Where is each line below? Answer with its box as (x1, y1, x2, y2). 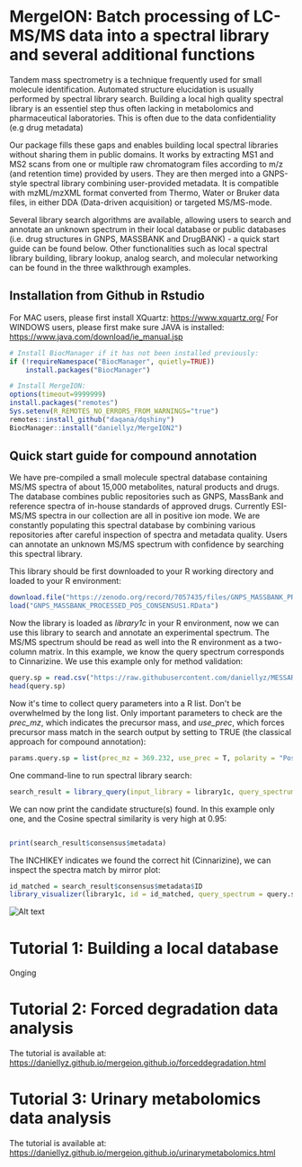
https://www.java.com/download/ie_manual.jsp (9, 331, 183, 342)
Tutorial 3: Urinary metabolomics (9, 1089, 262, 1109)
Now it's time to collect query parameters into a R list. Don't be (9, 697, 242, 708)
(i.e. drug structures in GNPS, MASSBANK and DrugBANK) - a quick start (9, 233, 280, 244)
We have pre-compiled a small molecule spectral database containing (9, 472, 268, 483)
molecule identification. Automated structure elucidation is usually (9, 84, 254, 94)
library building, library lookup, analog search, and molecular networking (9, 252, 279, 263)
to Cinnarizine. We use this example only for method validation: (9, 656, 244, 667)
